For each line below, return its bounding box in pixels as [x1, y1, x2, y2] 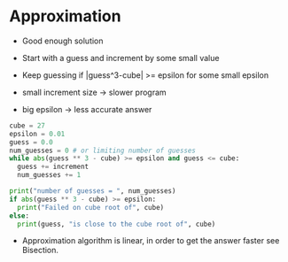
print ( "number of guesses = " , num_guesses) [9, 187, 176, 196]
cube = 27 [9, 121, 46, 130]
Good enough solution [21, 35, 104, 46]
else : [9, 211, 29, 220]
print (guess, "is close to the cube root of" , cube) [17, 220, 216, 228]
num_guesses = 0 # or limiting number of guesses [9, 146, 197, 155]
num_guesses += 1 [17, 171, 82, 180]
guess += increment [17, 162, 90, 172]
